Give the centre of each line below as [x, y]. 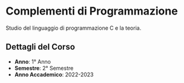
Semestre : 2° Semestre [44, 68]
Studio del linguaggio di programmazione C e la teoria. [74, 28]
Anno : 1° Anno [32, 61]
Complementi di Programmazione [92, 11]
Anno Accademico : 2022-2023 [54, 75]
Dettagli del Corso [40, 47]
